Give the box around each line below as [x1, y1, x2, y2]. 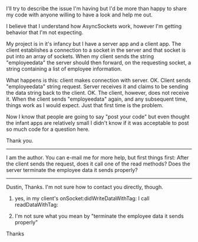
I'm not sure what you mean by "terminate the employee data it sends [14, 213, 184, 220]
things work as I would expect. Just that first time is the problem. [6, 102, 164, 108]
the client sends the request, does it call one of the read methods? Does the [6, 160, 190, 167]
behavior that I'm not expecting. [6, 29, 84, 36]
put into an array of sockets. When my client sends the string [6, 53, 154, 59]
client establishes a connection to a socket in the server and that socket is [6, 47, 186, 54]
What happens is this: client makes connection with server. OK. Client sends [6, 77, 191, 84]
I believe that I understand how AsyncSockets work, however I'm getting [6, 23, 182, 29]
